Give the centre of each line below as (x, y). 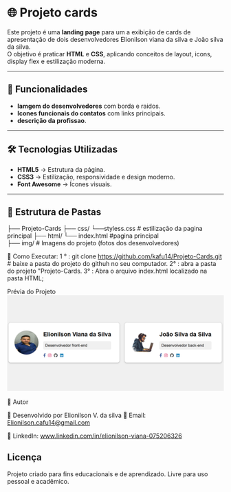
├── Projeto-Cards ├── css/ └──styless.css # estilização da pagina (105, 229)
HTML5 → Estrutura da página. (61, 169)
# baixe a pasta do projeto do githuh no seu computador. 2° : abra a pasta (112, 264)
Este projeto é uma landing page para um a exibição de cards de (99, 32)
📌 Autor (18, 402)
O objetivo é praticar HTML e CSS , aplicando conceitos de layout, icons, (110, 54)
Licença (25, 457)
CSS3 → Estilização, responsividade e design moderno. (96, 177)
